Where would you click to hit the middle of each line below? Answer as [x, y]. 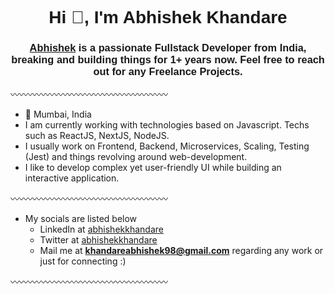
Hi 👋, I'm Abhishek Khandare [168, 17]
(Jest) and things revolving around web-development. [136, 157]
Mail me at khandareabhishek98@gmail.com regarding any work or [181, 251]
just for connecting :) [83, 261]
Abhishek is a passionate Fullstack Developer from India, [168, 48]
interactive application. [72, 178]
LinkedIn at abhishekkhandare [101, 229]
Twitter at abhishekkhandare [98, 240]
